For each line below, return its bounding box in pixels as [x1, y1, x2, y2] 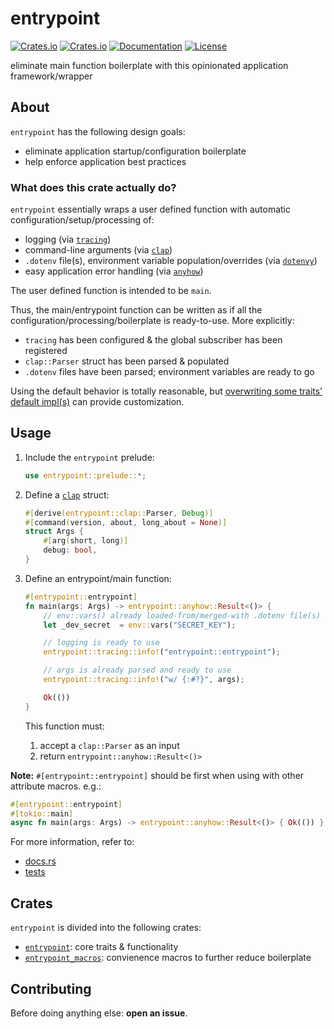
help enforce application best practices [24, 155, 187, 167]
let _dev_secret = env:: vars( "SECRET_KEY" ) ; [43, 620, 237, 630]
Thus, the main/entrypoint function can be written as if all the [10, 304, 263, 316]
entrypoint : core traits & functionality [24, 941, 179, 953]
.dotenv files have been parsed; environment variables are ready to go [24, 366, 315, 378]
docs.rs [24, 855, 57, 867]
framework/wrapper [10, 70, 93, 82]
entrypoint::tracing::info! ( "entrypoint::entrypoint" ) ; [43, 647, 281, 657]
